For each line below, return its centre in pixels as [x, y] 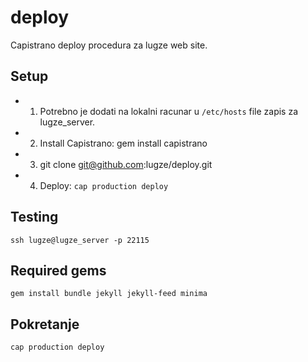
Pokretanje [45, 324]
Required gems [58, 270]
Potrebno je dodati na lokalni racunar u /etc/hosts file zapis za [169, 111]
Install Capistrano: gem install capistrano [123, 143]
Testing [34, 217]
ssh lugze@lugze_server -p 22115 [80, 240]
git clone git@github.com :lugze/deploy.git [126, 164]
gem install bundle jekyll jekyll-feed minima [109, 294]
